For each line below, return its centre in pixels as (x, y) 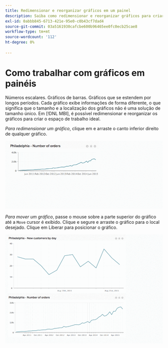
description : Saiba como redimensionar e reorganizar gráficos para (78, 16)
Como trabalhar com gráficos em (75, 73)
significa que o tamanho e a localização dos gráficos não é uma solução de (83, 108)
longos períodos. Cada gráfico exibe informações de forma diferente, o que (83, 103)
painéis (21, 83)
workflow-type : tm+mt (28, 32)
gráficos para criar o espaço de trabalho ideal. (53, 119)
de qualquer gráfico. (26, 134)
